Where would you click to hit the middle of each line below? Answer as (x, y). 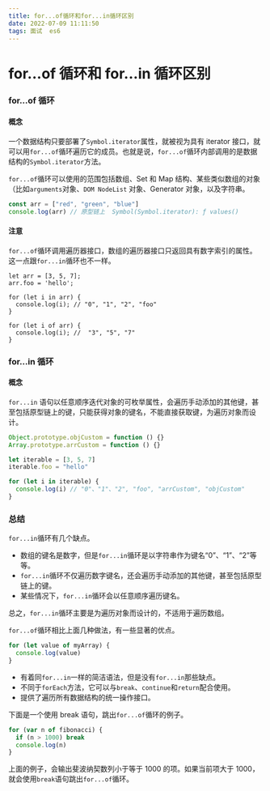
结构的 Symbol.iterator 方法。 (57, 161)
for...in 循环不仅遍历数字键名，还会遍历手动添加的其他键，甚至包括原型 (141, 576)
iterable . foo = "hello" (49, 467)
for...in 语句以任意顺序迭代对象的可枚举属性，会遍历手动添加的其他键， (130, 402)
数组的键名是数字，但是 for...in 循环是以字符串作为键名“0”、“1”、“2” (135, 555)
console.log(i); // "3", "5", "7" (76, 333)
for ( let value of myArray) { (59, 646)
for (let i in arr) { (45, 297)
